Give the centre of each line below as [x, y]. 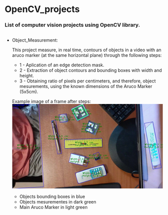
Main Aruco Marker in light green [53, 207]
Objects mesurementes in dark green [58, 202]
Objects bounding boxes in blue [52, 196]
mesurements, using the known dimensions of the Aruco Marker [86, 86]
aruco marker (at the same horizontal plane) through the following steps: [87, 55]
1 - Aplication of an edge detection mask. [62, 65]
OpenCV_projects [42, 9]
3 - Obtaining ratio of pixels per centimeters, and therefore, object [88, 81]
